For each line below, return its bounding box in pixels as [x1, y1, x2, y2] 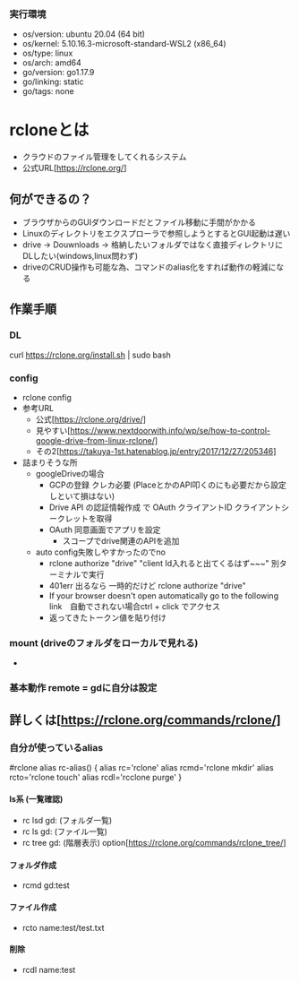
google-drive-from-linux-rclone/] [35, 435, 158, 446]
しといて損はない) [48, 491, 115, 502]
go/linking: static [21, 76, 84, 87]
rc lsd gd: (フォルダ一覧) [21, 815, 113, 826]
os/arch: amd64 [21, 57, 82, 68]
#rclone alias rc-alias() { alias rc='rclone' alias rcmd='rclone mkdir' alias [9, 762, 275, 772]
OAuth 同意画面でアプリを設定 [48, 524, 161, 535]
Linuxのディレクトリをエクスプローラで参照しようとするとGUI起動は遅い [21, 228, 291, 239]
